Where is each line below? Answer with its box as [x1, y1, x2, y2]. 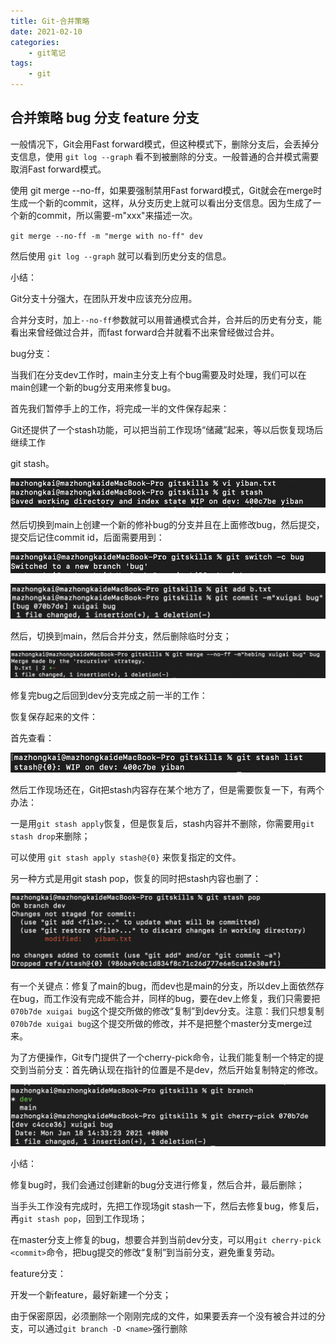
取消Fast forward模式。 [10, 163, 107, 175]
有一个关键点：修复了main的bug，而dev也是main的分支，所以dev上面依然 [10, 980, 316, 992]
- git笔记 [28, 48, 67, 58]
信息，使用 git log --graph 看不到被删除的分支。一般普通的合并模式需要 [18, 150, 320, 162]
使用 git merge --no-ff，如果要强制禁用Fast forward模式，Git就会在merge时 [10, 184, 323, 196]
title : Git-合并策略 [10, 16, 90, 26]
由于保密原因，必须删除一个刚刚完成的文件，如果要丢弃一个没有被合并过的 [10, 1310, 317, 1322]
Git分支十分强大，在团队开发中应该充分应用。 [10, 292, 198, 304]
